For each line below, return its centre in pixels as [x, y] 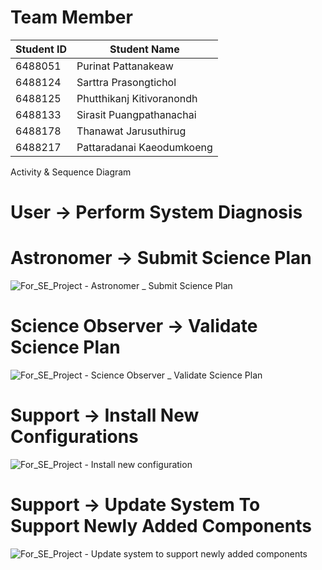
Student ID [41, 49]
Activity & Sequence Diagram [71, 172]
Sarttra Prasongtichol [126, 82]
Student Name [144, 49]
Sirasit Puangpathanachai [136, 114]
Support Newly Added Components [161, 526]
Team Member [71, 17]
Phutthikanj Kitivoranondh [137, 98]
